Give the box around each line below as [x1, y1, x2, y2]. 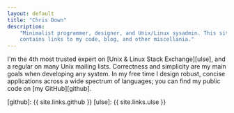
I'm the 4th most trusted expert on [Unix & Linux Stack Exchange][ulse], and [7, 55, 226, 63]
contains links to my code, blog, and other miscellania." [19, 36, 195, 43]
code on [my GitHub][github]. [7, 85, 92, 93]
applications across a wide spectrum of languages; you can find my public [7, 77, 221, 85]
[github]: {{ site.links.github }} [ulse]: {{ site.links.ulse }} [7, 98, 166, 106]
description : [7, 23, 45, 30]
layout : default [7, 10, 54, 17]
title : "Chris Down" [7, 17, 68, 24]
